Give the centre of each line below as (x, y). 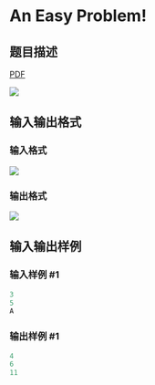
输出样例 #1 (34, 337)
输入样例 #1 (34, 275)
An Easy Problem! (78, 16)
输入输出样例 (46, 247)
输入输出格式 (46, 123)
